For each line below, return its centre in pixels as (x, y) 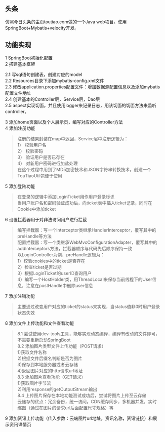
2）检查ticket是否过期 (39, 267)
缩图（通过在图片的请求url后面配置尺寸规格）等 (65, 408)
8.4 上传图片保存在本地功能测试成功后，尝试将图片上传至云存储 (82, 395)
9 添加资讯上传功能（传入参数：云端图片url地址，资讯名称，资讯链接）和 (79, 418)
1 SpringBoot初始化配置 (29, 58)
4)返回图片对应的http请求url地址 (50, 371)
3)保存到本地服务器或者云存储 (47, 364)
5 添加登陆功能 (20, 186)
